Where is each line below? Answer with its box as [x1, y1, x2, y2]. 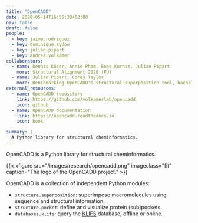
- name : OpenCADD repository [11, 91, 83, 97]
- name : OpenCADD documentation [11, 107, 91, 113]
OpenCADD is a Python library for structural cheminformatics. [6, 150, 156, 158]
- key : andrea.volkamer [11, 53, 70, 58]
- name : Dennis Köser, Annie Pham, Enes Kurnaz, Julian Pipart [11, 63, 170, 70]
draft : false [6, 25, 38, 31]
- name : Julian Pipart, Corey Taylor [11, 74, 104, 80]
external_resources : [6, 86, 57, 91]
